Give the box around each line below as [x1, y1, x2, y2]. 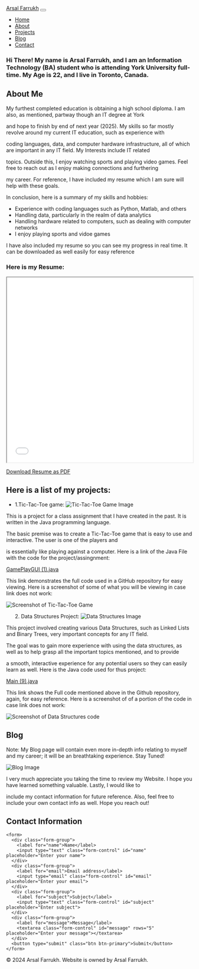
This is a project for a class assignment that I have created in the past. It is [6, 512, 187, 519]
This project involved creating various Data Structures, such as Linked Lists [6, 624, 190, 631]
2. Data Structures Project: [14, 612, 80, 620]
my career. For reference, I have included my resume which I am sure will [6, 176, 184, 183]
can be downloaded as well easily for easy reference [6, 248, 135, 255]
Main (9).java [6, 677, 38, 685]
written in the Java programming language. [6, 518, 111, 525]
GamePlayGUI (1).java [6, 566, 59, 573]
